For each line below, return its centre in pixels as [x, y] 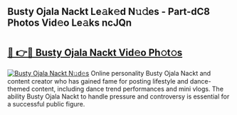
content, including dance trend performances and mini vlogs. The [127, 89]
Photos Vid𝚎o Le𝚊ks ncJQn [70, 23]
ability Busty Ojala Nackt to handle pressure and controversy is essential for [118, 96]
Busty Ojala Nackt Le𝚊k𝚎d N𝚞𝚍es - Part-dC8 [109, 12]
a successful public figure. [46, 104]
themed [19, 89]
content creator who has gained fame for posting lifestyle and [98, 81]
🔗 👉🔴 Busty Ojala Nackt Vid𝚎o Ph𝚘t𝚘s [95, 52]
